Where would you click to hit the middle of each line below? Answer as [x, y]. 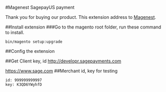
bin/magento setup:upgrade [34, 42]
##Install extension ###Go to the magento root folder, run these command [83, 27]
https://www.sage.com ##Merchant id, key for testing [62, 71]
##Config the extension [30, 51]
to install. [15, 32]
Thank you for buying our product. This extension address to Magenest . [81, 17]
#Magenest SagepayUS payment [40, 7]
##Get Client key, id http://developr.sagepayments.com [63, 61]
